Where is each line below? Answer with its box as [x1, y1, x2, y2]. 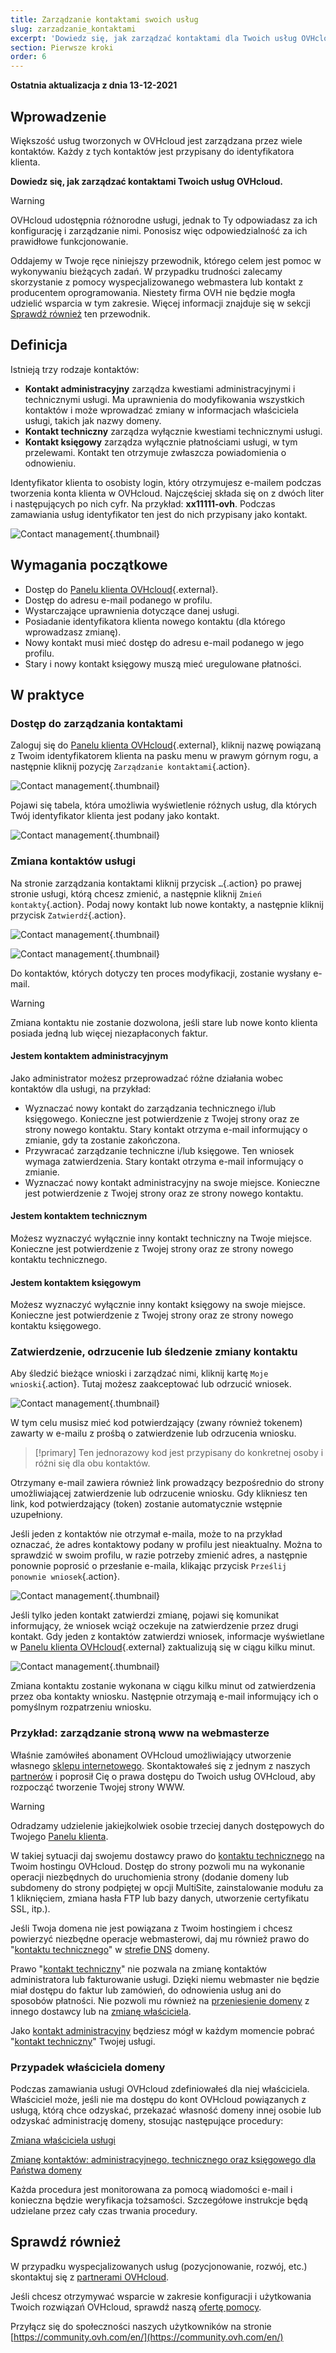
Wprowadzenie [10, 108, 107, 125]
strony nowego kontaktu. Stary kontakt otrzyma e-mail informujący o [24, 1123, 308, 1135]
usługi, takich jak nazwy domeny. [24, 414, 162, 426]
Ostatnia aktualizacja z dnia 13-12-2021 [10, 79, 178, 91]
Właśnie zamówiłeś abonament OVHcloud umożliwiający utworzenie [10, 1749, 292, 1761]
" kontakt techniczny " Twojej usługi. [10, 2035, 156, 2047]
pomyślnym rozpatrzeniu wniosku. [10, 1701, 152, 1713]
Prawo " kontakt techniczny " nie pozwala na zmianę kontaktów [10, 1962, 268, 1975]
